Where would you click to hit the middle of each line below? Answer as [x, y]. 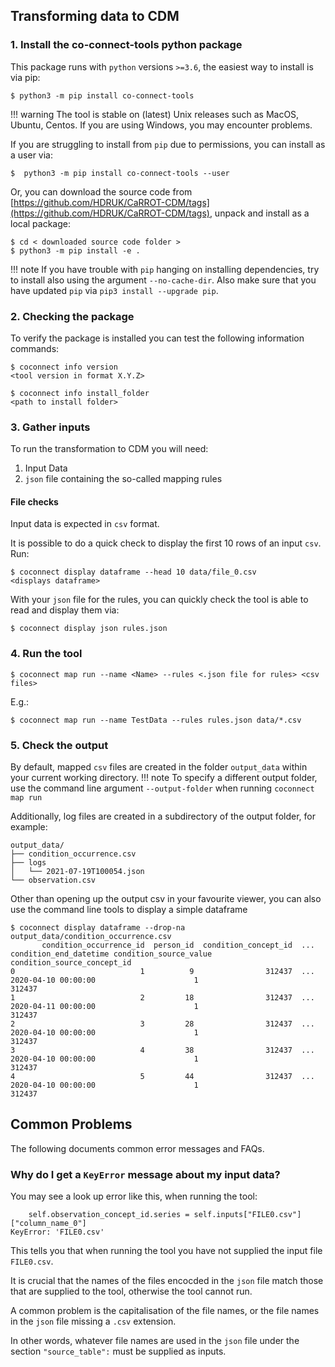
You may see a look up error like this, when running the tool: [134, 1196]
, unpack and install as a [259, 213]
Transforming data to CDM [95, 16]
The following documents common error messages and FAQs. [137, 1148]
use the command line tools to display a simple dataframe [129, 910]
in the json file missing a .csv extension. [93, 1321]
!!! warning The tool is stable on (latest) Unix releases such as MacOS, [155, 114]
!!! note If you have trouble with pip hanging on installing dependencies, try [165, 269]
